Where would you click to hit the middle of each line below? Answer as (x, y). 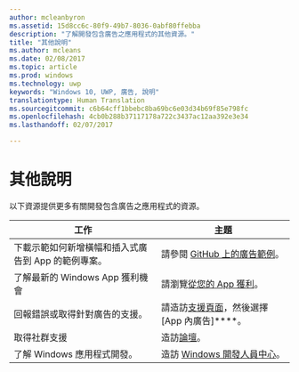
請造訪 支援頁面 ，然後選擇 (215, 307)
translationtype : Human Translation (77, 100)
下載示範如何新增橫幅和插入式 (77, 247)
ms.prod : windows (41, 76)
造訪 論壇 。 (184, 337)
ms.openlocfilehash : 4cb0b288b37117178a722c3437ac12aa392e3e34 (129, 117)
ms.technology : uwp (45, 84)
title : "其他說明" (41, 42)
